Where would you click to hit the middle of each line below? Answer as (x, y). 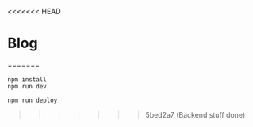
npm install (27, 79)
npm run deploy (33, 100)
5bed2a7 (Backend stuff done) (195, 114)
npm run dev (27, 86)
